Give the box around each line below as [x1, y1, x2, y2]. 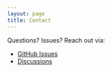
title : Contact [7, 17, 51, 24]
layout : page [7, 10, 45, 17]
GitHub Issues [17, 50, 58, 58]
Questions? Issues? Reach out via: [7, 36, 106, 44]
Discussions [17, 57, 53, 65]
